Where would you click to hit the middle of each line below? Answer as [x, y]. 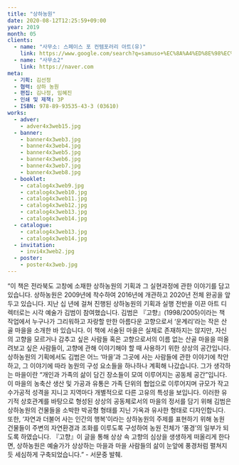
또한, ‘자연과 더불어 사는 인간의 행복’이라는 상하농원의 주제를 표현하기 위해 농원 [116, 419]
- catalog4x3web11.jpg [54, 199]
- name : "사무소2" [39, 60]
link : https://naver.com [57, 67]
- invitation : [34, 245]
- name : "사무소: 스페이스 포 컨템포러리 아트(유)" [80, 47]
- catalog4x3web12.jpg [54, 206]
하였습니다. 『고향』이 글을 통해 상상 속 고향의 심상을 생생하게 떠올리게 [118, 437]
